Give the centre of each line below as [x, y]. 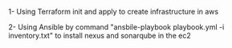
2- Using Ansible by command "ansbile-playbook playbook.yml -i [116, 27]
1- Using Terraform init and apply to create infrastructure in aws [114, 12]
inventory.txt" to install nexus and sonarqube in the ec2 [100, 36]
